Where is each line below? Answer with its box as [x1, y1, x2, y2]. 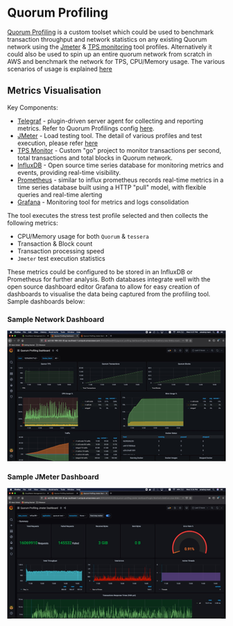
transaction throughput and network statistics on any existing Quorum [7, 35, 207, 43]
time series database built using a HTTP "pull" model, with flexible [17, 183, 207, 192]
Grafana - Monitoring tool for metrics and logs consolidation [17, 198, 189, 206]
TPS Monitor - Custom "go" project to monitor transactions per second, [17, 146, 222, 154]
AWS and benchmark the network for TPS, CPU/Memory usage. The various [7, 57, 225, 65]
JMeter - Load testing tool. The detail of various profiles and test [17, 131, 202, 139]
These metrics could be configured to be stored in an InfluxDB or [7, 267, 193, 276]
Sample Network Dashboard [7, 314, 105, 324]
